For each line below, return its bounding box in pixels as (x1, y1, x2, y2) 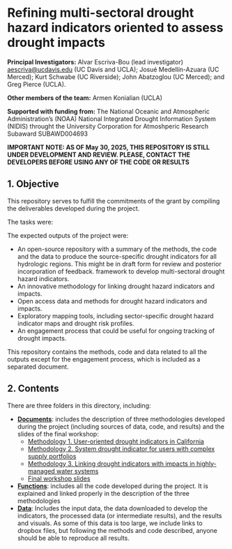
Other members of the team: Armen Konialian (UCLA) (7, 93, 162, 102)
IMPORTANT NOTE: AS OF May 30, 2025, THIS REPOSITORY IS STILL (7, 143, 210, 151)
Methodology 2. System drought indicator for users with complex (27, 444, 215, 452)
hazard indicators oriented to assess (7, 20, 224, 36)
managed (27, 466, 56, 475)
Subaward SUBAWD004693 (7, 129, 88, 138)
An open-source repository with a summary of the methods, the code (17, 245, 217, 253)
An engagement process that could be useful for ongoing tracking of (17, 327, 215, 335)
